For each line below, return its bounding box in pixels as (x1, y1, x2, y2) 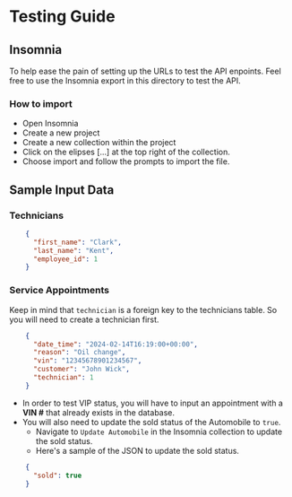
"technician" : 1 (32, 373, 94, 382)
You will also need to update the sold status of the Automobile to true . (21, 416, 281, 427)
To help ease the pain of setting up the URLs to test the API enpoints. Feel (9, 65, 282, 76)
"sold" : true (32, 471, 82, 480)
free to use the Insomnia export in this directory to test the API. (9, 75, 242, 86)
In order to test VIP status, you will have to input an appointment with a (21, 397, 284, 408)
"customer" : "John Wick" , (32, 365, 130, 374)
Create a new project (21, 127, 100, 138)
